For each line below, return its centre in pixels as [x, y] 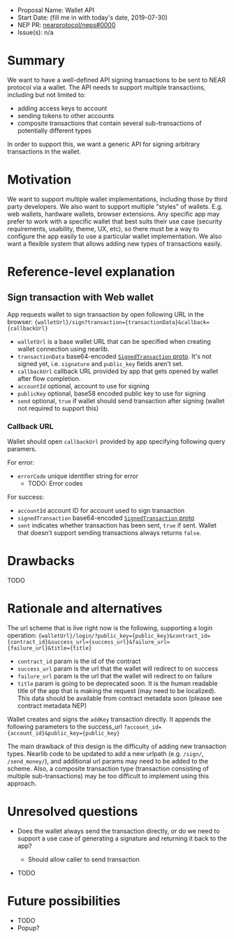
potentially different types [54, 130]
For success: [25, 497]
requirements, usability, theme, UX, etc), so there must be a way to [103, 228]
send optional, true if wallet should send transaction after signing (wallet [121, 400]
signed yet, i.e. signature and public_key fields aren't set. [100, 363]
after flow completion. [49, 378]
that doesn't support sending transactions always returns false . [109, 533]
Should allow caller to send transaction [83, 859]
